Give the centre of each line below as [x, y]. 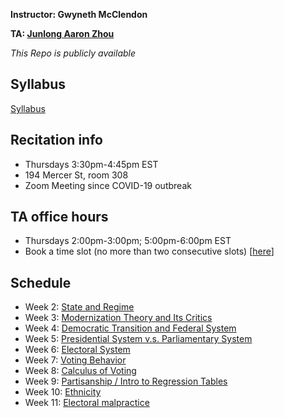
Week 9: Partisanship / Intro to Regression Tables [126, 381]
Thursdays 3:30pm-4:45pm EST [91, 164]
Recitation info [56, 140]
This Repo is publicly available [73, 53]
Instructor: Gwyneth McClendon [79, 14]
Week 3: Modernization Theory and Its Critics [118, 318]
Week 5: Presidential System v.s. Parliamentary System [138, 339]
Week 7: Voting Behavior [75, 360]
